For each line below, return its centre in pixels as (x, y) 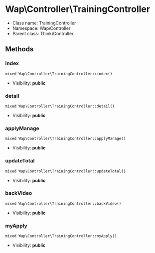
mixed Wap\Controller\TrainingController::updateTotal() (66, 171)
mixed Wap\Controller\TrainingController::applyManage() (66, 139)
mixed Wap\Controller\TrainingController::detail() (60, 106)
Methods (19, 49)
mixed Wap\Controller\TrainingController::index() (59, 74)
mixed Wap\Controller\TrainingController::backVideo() (63, 203)
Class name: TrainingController (44, 23)
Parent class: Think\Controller (43, 33)
